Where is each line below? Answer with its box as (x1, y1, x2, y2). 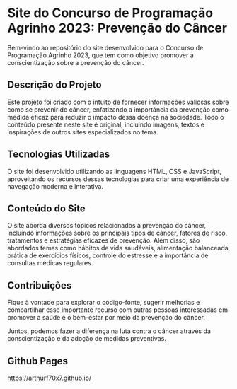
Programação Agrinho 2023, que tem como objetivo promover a (7, 51, 195, 59)
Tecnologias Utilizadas (7, 149, 110, 161)
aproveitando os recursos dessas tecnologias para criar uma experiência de (7, 175, 229, 183)
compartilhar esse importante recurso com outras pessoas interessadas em (7, 306, 229, 314)
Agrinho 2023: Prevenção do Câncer (7, 20, 228, 36)
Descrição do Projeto (7, 79, 102, 91)
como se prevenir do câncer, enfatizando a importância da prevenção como (7, 105, 229, 114)
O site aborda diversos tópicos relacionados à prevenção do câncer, (7, 221, 207, 230)
